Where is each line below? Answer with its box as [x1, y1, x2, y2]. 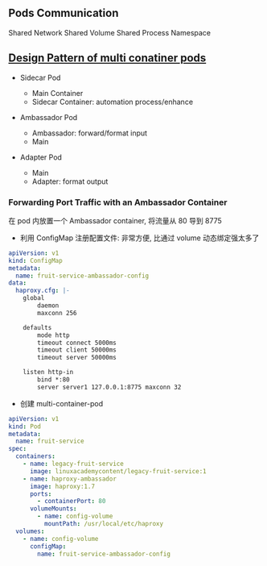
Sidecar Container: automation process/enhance [31, 97, 194, 106]
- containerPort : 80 [37, 497, 106, 506]
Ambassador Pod [19, 112, 78, 122]
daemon [37, 302, 60, 310]
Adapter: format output [31, 177, 109, 186]
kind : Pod [8, 422, 42, 431]
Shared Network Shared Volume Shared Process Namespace [8, 27, 212, 37]
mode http [37, 331, 70, 339]
